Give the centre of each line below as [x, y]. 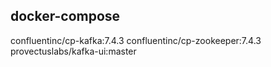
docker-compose [65, 16]
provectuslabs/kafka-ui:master [73, 51]
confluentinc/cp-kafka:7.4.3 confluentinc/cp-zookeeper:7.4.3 [136, 40]
